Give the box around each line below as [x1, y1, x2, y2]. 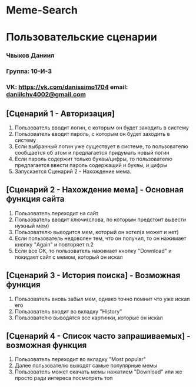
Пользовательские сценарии [6, 31, 157, 44]
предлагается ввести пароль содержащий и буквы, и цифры [14, 161, 168, 168]
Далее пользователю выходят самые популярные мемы [14, 362, 158, 369]
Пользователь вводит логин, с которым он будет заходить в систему [14, 124, 190, 131]
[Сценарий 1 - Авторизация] [6, 108, 115, 118]
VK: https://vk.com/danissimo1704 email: [6, 83, 128, 91]
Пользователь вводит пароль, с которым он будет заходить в [14, 130, 171, 137]
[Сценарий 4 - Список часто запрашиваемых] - [6, 331, 191, 341]
